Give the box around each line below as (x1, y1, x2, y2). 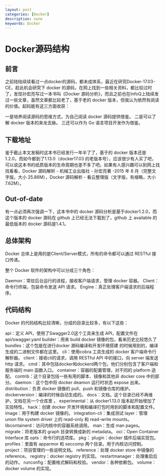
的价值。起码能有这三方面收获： (5, 103, 70, 109)
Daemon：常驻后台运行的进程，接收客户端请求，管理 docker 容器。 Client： (5, 277, 159, 283)
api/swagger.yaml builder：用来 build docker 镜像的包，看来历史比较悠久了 (5, 336, 157, 342)
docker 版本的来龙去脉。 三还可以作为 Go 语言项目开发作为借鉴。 (10, 120, 143, 126)
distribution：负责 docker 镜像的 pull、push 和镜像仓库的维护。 (5, 386, 133, 391)
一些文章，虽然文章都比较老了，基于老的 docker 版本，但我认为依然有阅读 (9, 97, 160, 103)
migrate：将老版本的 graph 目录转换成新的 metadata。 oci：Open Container (5, 428, 159, 434)
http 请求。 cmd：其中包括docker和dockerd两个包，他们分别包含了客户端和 (5, 361, 159, 367)
